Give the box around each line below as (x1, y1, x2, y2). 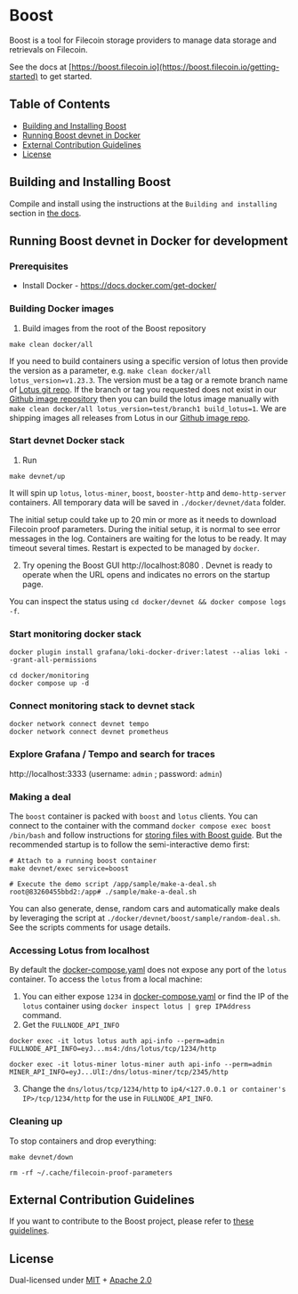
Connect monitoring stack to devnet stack (9, 700, 196, 712)
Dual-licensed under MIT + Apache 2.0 (9, 1274, 153, 1286)
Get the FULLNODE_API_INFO (21, 1020, 120, 1031)
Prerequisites (9, 260, 68, 272)
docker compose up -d (9, 679, 90, 688)
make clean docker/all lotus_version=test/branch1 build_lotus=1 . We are (9, 402, 287, 414)
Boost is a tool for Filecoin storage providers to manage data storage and (9, 35, 278, 45)
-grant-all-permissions (9, 656, 98, 665)
